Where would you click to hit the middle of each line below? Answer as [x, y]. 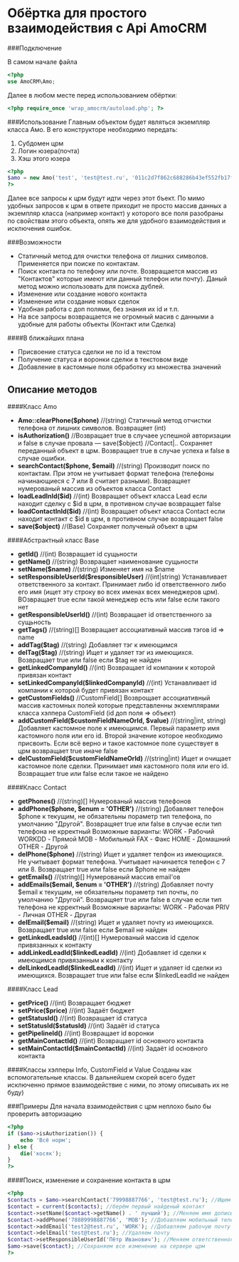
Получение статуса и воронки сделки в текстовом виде [103, 360]
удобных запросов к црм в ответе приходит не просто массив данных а [117, 206]
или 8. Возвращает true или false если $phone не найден [104, 869]
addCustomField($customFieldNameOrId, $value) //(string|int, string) [122, 720]
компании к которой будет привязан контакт [86, 690]
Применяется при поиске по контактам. [79, 264]
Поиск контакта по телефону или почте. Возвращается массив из [117, 271]
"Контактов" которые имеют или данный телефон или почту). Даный [122, 279]
